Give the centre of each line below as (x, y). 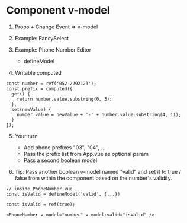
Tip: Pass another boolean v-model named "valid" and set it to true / (98, 171)
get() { (21, 94)
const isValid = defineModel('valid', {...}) (63, 194)
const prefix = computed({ (39, 89)
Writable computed (38, 72)
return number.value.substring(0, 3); (65, 99)
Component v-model (58, 10)
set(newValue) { (31, 109)
